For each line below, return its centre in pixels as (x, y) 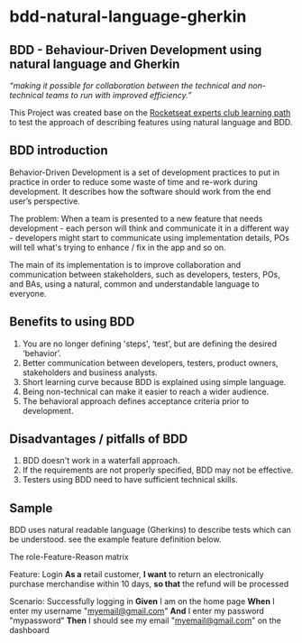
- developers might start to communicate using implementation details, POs (150, 237)
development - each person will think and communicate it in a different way (150, 228)
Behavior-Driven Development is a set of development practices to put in (145, 172)
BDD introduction (59, 151)
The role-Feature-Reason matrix (69, 557)
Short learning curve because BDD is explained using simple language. (154, 381)
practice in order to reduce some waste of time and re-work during (134, 181)
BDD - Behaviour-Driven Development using (136, 50)
